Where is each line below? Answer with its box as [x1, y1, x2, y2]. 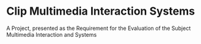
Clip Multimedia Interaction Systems [6, 4, 196, 18]
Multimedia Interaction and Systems [6, 31, 97, 38]
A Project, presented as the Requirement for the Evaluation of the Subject [6, 24, 191, 32]
